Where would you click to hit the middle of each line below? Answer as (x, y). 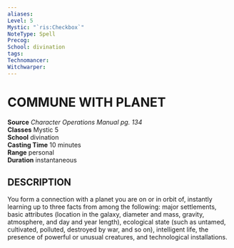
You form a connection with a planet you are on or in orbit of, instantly (110, 200)
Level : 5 (20, 21)
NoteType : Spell (31, 34)
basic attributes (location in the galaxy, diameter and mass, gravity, (106, 215)
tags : (15, 54)
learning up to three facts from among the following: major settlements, (112, 207)
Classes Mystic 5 (33, 130)
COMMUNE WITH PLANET (87, 102)
